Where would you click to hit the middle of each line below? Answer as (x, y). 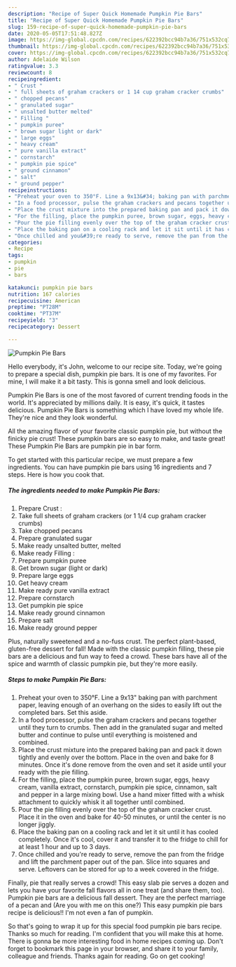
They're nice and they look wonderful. (63, 417)
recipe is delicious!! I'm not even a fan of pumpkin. (81, 912)
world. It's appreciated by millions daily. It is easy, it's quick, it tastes (106, 402)
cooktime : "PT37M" (35, 314)
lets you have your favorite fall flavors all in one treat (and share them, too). (116, 890)
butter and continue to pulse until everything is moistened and (107, 735)
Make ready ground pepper (57, 627)
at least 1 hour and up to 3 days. (64, 846)
